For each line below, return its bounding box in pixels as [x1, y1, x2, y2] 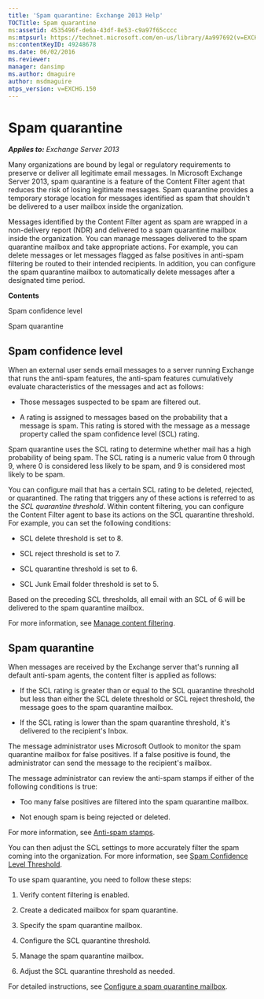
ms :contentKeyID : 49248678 [8, 41, 97, 49]
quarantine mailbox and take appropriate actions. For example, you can [8, 242, 238, 252]
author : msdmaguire [8, 77, 72, 85]
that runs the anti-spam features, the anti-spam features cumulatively [8, 373, 233, 383]
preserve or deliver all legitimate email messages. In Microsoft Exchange [8, 169, 243, 178]
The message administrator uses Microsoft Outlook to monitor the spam [8, 741, 241, 751]
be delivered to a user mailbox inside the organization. [8, 202, 184, 211]
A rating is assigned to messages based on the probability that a [19, 413, 228, 422]
